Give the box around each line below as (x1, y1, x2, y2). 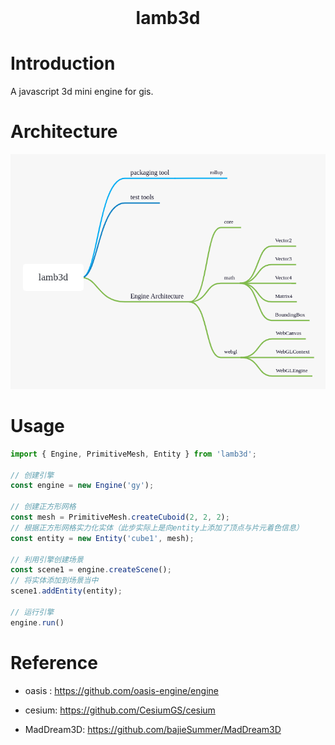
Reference (10, 651, 98, 674)
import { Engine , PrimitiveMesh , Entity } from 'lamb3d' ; (10, 449, 257, 459)
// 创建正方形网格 (10, 502, 77, 512)
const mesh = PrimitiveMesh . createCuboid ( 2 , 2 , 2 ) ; (10, 512, 230, 523)
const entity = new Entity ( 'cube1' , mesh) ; (10, 533, 195, 543)
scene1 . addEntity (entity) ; (10, 586, 123, 596)
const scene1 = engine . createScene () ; (10, 565, 172, 575)
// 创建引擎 (10, 470, 55, 480)
